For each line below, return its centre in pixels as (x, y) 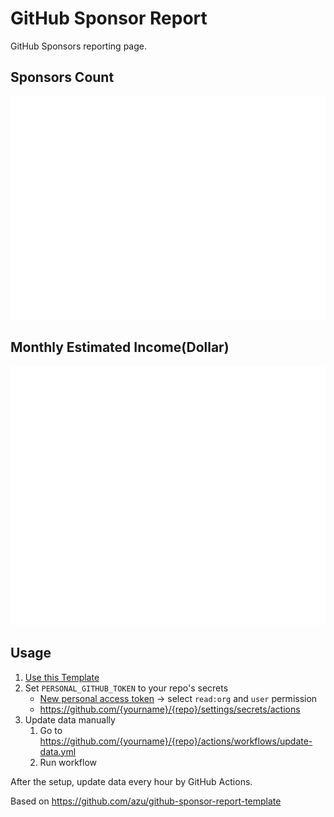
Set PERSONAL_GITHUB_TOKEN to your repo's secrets (126, 688)
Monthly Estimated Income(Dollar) (120, 347)
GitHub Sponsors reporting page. (78, 46)
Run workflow (68, 762)
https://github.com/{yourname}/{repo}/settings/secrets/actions (170, 709)
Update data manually (70, 719)
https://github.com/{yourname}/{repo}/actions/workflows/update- (176, 741)
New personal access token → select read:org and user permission (178, 698)
